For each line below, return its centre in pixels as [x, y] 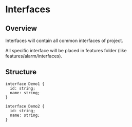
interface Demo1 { [25, 84]
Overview [21, 28]
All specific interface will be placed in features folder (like [66, 50]
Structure [21, 72]
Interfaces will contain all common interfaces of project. [64, 40]
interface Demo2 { [25, 106]
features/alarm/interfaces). [34, 56]
